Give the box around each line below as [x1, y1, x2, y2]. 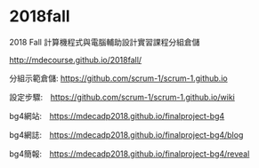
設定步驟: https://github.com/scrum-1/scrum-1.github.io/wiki [9, 92, 236, 102]
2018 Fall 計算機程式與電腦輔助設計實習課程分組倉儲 [9, 36, 200, 47]
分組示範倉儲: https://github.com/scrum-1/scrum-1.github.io [9, 73, 229, 84]
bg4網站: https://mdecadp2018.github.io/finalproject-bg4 [9, 110, 225, 121]
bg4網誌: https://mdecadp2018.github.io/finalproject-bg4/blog [9, 129, 244, 140]
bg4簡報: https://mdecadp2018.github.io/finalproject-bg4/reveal [9, 148, 250, 159]
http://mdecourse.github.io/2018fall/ [9, 54, 142, 65]
